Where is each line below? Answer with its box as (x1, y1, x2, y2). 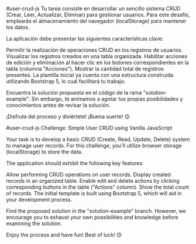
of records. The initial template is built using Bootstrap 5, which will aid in (6, 190, 183, 196)
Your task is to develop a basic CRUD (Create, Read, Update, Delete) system (6, 136, 190, 143)
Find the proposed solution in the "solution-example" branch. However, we (6, 208, 186, 214)
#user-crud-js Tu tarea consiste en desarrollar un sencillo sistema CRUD (6, 5, 181, 12)
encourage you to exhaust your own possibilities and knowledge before (6, 214, 178, 220)
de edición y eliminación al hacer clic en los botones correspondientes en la (6, 59, 189, 66)
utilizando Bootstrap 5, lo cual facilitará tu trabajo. (6, 78, 126, 85)
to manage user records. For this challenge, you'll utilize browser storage (6, 142, 183, 149)
